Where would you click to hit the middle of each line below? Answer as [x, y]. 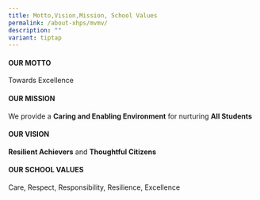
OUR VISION [29, 134]
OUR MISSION [32, 99]
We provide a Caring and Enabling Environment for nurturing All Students [130, 116]
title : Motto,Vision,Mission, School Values [83, 15]
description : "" [35, 30]
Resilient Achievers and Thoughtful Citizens [82, 152]
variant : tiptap [35, 38]
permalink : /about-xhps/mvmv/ [58, 23]
